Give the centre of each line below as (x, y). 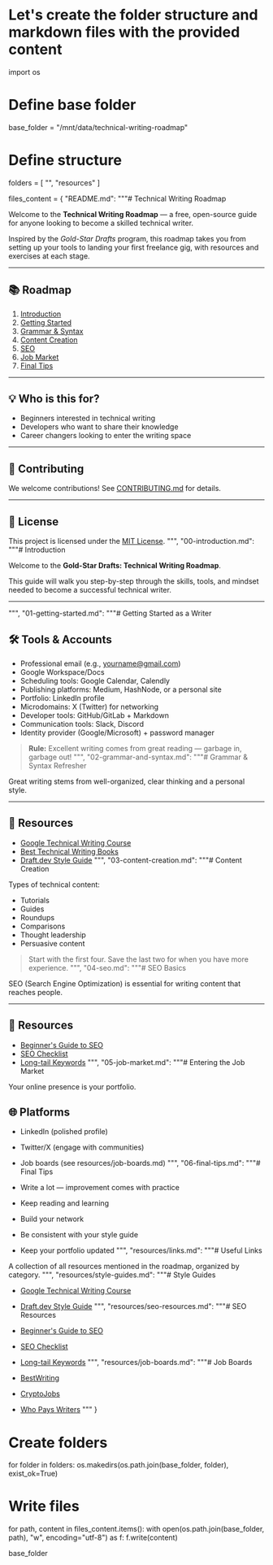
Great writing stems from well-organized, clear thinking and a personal (127, 781)
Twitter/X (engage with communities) (82, 1147)
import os (24, 72)
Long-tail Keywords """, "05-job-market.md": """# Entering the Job (132, 1062)
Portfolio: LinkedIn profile (62, 698)
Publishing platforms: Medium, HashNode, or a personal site (121, 689)
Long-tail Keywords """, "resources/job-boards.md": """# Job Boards (136, 1363)
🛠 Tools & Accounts (60, 640)
